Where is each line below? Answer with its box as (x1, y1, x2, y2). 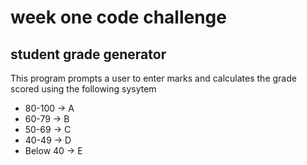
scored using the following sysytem (10, 83, 157, 95)
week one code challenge (10, 6, 227, 29)
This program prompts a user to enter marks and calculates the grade (10, 72, 297, 84)
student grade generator (10, 46, 167, 63)
